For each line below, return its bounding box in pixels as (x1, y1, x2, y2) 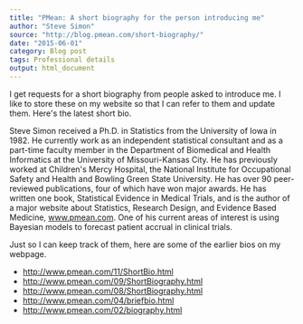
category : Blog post (9, 47, 88, 56)
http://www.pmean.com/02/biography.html (22, 304, 183, 315)
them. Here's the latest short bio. (9, 108, 132, 119)
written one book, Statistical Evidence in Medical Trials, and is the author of (9, 192, 291, 204)
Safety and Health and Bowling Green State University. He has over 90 (9, 173, 272, 184)
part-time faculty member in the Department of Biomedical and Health (9, 144, 271, 155)
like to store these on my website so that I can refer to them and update (9, 98, 276, 109)
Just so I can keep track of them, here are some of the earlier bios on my (9, 239, 281, 250)
